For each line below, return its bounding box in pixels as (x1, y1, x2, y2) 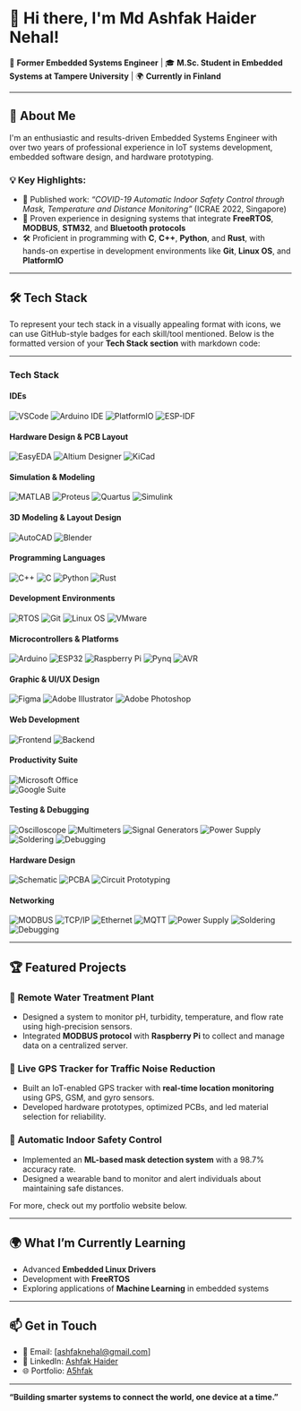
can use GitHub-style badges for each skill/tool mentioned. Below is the (9, 328, 275, 339)
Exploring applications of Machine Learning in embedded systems (21, 1283, 270, 1294)
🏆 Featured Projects (9, 959, 127, 975)
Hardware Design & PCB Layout (9, 431, 128, 442)
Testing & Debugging (9, 804, 90, 815)
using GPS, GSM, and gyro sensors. (21, 1092, 155, 1103)
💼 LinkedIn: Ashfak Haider (21, 1356, 119, 1367)
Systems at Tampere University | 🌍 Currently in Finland (9, 71, 221, 82)
